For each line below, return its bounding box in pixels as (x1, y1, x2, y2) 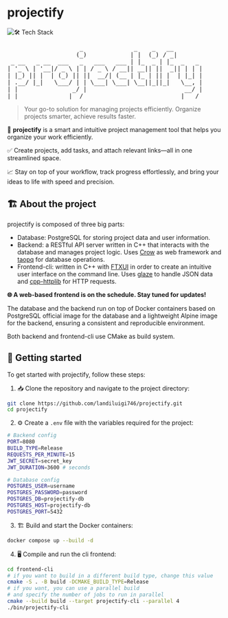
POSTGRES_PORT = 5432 (7, 508, 63, 515)
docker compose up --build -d (7, 537, 94, 544)
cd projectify (7, 406, 48, 413)
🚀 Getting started (7, 352, 82, 364)
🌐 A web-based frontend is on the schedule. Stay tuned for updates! (7, 290, 207, 298)
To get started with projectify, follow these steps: (7, 370, 146, 379)
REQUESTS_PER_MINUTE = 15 (7, 451, 76, 458)
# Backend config (7, 432, 57, 439)
